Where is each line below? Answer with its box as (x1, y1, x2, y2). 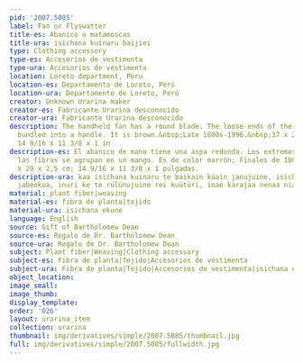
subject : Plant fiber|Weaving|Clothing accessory (9, 248, 200, 257)
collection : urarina (9, 323, 87, 332)
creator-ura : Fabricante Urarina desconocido (9, 113, 183, 123)
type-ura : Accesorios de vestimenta (9, 64, 147, 73)
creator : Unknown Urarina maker (9, 96, 131, 106)
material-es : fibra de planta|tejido (9, 197, 151, 207)
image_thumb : (9, 289, 59, 298)
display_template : (9, 298, 78, 307)
